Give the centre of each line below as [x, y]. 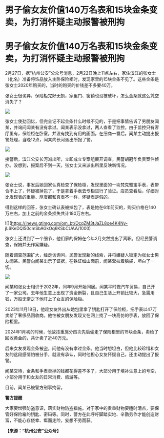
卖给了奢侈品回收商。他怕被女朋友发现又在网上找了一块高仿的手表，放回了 [80, 315]
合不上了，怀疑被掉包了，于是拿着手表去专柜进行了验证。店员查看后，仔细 [80, 191]
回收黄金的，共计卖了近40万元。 [38, 338]
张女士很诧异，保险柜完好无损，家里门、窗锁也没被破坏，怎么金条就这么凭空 [82, 96]
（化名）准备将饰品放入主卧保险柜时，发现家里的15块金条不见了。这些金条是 [82, 79]
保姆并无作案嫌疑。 [33, 245]
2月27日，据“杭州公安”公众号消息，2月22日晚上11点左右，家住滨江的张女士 [81, 73]
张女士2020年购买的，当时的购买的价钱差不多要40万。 [60, 85]
